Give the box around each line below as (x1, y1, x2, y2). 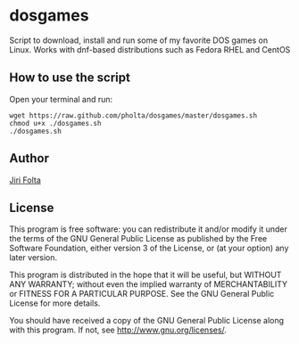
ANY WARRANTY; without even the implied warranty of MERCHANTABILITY (9, 279, 288, 290)
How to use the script (9, 70, 131, 86)
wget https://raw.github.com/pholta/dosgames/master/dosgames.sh (9, 111, 257, 120)
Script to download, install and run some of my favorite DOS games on (9, 35, 269, 45)
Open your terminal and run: (9, 94, 113, 104)
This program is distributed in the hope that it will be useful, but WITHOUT (9, 269, 282, 281)
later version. (9, 252, 58, 263)
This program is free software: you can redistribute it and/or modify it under (9, 224, 287, 234)
